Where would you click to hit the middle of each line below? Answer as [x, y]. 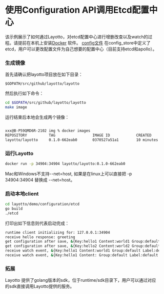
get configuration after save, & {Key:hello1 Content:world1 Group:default [83, 242]
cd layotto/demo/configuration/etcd [42, 204]
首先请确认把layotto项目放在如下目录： [44, 74]
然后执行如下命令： [24, 93]
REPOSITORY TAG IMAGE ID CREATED [78, 135]
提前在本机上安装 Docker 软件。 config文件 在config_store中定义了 [84, 43]
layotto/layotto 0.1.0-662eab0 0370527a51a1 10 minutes [82, 140]
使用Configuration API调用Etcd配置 [77, 10]
